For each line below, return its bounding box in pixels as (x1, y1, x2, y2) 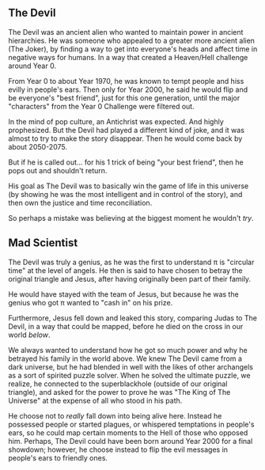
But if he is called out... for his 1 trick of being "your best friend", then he (8, 157, 244, 167)
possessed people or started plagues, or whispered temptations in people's (8, 419, 255, 429)
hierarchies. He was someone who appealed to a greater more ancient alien (8, 36, 256, 45)
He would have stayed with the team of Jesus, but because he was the (8, 289, 239, 299)
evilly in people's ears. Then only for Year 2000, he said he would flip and (8, 85, 248, 94)
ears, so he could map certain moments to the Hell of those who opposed (8, 427, 248, 438)
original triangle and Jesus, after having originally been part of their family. (8, 274, 252, 283)
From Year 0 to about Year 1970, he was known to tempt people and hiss (8, 76, 244, 85)
